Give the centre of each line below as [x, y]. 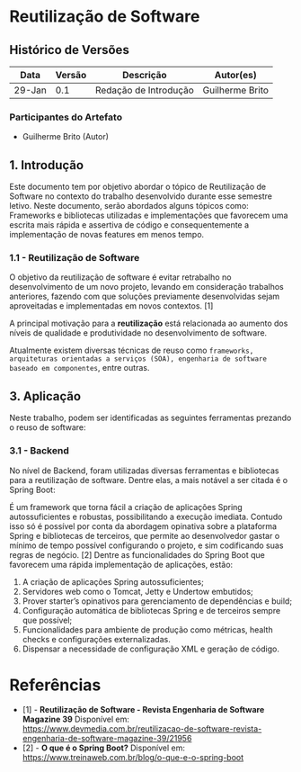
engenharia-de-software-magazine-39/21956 [107, 739]
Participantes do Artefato [66, 117]
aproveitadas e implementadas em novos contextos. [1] [111, 306]
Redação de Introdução [145, 90]
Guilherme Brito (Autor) [66, 137]
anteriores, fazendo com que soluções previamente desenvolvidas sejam [145, 296]
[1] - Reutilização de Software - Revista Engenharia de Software [143, 710]
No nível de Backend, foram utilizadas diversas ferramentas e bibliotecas [145, 471]
